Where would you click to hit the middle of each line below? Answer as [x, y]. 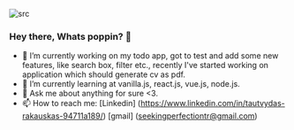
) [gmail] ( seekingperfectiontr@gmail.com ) [180, 116]
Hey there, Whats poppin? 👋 [71, 36]
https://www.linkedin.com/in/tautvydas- [212, 103]
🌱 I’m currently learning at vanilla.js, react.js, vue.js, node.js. [131, 84]
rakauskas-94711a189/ [62, 116]
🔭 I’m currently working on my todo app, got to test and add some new [150, 56]
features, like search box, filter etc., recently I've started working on [145, 65]
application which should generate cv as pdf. [103, 74]
